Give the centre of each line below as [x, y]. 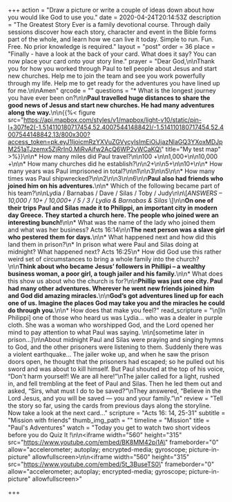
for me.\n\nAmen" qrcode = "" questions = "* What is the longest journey [112, 90]
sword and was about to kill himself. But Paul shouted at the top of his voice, [116, 369]
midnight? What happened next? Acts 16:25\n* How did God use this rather [115, 252]
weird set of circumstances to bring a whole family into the [91, 259]
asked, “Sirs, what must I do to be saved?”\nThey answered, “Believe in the [115, 391]
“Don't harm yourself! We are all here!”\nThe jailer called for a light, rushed [114, 376]
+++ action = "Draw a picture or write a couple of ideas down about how [111, 10]
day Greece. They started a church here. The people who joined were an [114, 215]
